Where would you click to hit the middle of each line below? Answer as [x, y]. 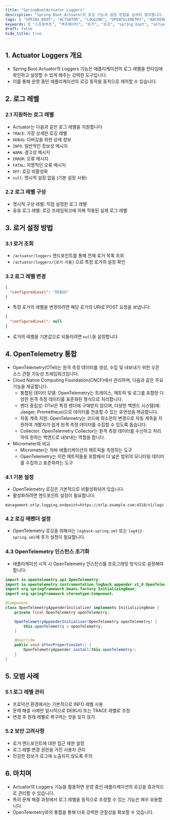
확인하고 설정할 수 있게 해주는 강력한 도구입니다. [60, 75]
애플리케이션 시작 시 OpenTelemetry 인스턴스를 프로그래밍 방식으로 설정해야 [88, 564]
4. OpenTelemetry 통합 [41, 354]
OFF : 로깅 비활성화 [30, 171]
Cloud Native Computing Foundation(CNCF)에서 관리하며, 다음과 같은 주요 [88, 380]
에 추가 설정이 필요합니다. [60, 537]
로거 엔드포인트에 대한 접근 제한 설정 [48, 743]
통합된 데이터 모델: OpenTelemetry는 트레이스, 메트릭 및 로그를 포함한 [89, 392]
